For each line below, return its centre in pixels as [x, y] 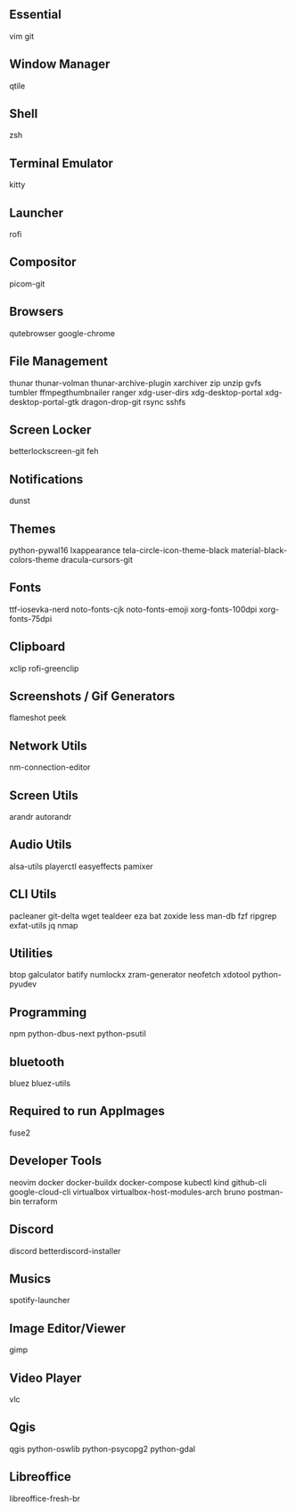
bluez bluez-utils [40, 1084]
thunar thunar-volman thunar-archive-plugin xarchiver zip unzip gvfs [136, 383]
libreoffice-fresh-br [45, 1499]
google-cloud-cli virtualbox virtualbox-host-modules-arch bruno [127, 1192]
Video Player [45, 1378]
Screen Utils [44, 795]
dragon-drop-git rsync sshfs [134, 401]
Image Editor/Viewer [68, 1328]
